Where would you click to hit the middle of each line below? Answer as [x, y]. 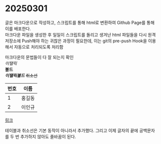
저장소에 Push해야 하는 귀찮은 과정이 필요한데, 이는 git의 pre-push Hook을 [76, 41]
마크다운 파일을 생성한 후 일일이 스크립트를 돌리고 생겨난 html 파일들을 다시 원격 [80, 35]
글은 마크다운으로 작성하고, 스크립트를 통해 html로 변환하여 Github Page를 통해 [80, 22]
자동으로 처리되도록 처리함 [39, 47]
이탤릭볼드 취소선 [21, 75]
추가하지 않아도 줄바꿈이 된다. [48, 136]
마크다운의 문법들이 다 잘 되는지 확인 [39, 57]
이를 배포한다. [18, 28]
